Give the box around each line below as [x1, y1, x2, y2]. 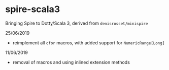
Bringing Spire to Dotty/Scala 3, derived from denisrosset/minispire [5, 20, 148, 26]
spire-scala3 [5, 4, 60, 15]
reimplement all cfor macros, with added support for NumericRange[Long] [12, 39, 165, 46]
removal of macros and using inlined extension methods [12, 59, 130, 65]
